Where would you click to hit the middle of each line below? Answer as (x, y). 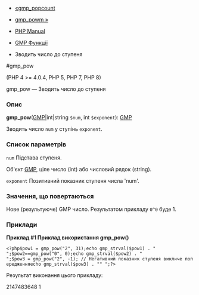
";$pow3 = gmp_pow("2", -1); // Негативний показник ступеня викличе (94, 259)
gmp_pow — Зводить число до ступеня (56, 89)
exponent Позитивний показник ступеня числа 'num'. (73, 180)
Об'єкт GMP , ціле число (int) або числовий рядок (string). (79, 169)
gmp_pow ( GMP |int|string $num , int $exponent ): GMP (69, 118)
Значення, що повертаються (50, 196)
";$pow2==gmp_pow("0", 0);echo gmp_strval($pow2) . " (74, 254)
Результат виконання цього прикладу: (55, 275)
